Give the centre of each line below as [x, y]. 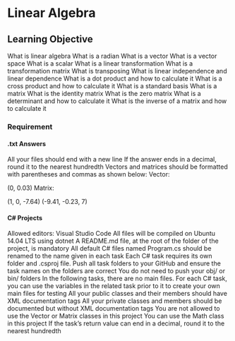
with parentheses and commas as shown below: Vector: [89, 174]
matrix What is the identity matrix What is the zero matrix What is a [104, 94]
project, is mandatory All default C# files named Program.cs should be [109, 249]
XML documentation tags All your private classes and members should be [115, 301]
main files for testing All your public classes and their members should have [117, 294]
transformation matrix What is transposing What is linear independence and [117, 71]
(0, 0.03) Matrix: [31, 188]
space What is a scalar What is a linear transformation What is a [100, 64]
